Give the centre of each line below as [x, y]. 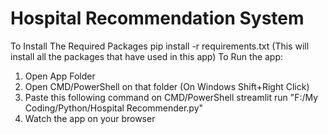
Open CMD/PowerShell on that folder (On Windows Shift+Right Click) [167, 86]
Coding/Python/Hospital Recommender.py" [114, 108]
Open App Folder [60, 76]
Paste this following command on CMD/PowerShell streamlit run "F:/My [171, 97]
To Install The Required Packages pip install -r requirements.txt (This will [160, 46]
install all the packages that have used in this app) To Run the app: [147, 56]
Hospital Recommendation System [157, 18]
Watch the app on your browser [90, 118]
